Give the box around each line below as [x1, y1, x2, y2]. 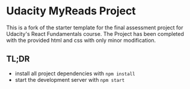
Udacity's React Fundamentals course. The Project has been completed [6, 30, 185, 37]
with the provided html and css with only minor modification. [6, 36, 156, 44]
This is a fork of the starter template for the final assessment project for [6, 24, 183, 31]
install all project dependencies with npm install [14, 70, 135, 77]
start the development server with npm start [14, 76, 125, 83]
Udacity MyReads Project [6, 4, 136, 18]
